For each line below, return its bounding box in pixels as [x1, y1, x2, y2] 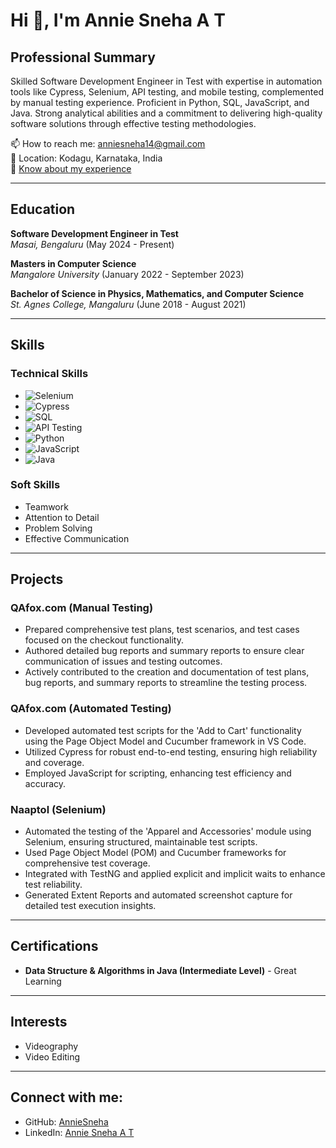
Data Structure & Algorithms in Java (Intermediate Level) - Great [24, 964, 297, 976]
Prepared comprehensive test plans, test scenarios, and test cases [24, 624, 300, 636]
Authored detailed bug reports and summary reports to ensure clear [24, 645, 305, 657]
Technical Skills [10, 367, 89, 381]
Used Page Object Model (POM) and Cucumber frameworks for [24, 847, 287, 859]
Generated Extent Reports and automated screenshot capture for [24, 889, 293, 901]
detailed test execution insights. [24, 900, 157, 912]
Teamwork [24, 500, 69, 513]
